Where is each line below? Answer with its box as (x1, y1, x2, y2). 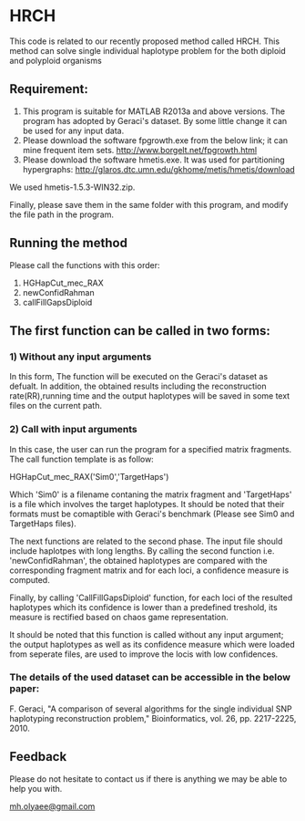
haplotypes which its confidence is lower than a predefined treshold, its (9, 601, 278, 612)
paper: (9, 682, 40, 695)
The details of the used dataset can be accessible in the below (9, 671, 291, 684)
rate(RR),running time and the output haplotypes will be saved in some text (9, 390, 290, 401)
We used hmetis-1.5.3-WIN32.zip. (9, 182, 136, 192)
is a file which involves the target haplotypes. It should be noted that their (9, 498, 285, 509)
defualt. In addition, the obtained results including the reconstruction (9, 380, 267, 392)
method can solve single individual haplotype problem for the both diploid (9, 45, 286, 56)
